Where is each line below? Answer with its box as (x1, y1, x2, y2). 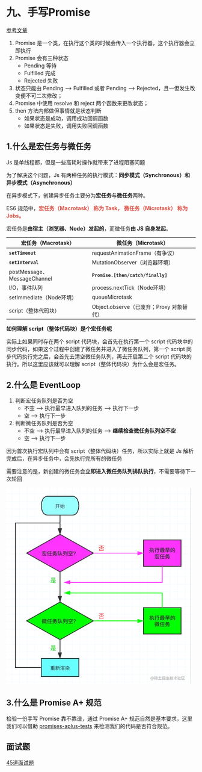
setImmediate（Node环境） (8, 293, 77, 301)
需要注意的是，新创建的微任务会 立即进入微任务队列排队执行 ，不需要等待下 (6, 468, 191, 475)
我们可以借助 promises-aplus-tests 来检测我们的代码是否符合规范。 (6, 722, 173, 729)
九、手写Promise (6, 5, 91, 19)
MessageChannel (8, 275, 52, 282)
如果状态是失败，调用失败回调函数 (23, 122, 109, 129)
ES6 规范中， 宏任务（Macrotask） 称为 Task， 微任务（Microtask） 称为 (6, 204, 188, 211)
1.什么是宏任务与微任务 (6, 142, 92, 152)
